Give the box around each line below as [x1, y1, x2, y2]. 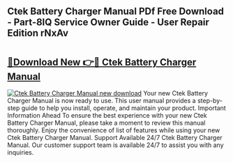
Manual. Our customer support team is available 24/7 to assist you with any [7, 141, 224, 149]
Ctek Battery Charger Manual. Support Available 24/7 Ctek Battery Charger [7, 134, 223, 141]
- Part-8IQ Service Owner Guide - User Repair [7, 17, 209, 29]
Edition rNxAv [7, 27, 68, 39]
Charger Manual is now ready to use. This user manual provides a [7, 97, 197, 104]
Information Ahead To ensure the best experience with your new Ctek [7, 111, 207, 119]
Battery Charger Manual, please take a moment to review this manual [7, 118, 206, 127]
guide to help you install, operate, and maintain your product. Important [21, 104, 227, 112]
